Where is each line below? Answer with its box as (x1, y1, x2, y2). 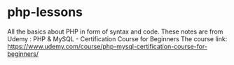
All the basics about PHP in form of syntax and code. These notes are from (7, 27, 223, 36)
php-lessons (7, 4, 83, 20)
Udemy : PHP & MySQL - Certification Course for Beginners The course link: (7, 34, 228, 43)
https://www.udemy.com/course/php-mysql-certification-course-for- (7, 42, 208, 50)
